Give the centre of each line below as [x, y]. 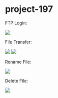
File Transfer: [18, 42]
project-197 [29, 9]
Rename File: [18, 62]
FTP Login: [16, 23]
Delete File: [16, 81]
